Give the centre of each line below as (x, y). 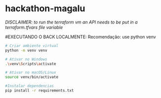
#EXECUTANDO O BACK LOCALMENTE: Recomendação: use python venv (81, 37)
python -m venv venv (26, 50)
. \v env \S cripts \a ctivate (31, 64)
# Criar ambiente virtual (32, 46)
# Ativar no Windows (26, 59)
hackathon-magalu (45, 9)
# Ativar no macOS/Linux (31, 73)
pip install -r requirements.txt (40, 91)
